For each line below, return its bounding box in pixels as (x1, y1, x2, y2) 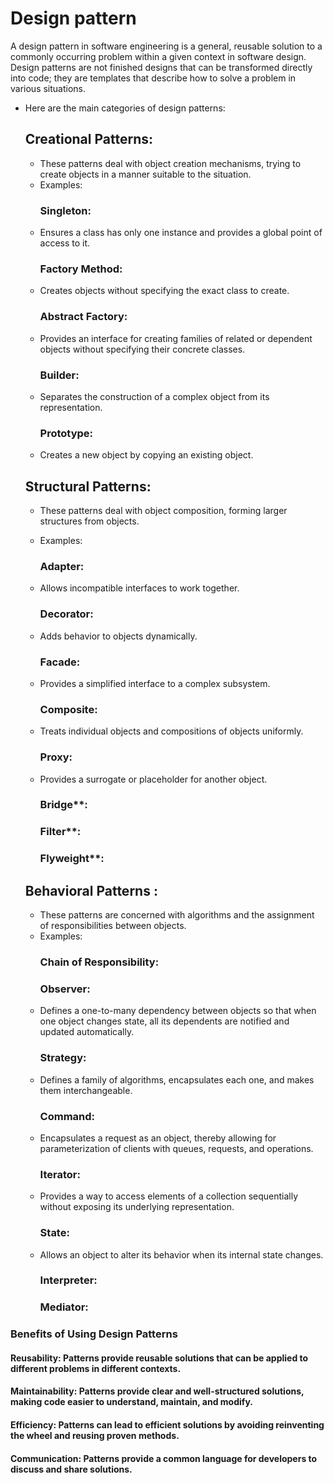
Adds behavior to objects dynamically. (39, 630, 198, 642)
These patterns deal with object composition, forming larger (39, 505, 288, 517)
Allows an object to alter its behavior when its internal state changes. (39, 1248, 324, 1261)
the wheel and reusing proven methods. (10, 1430, 180, 1442)
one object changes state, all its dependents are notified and (39, 1015, 290, 1027)
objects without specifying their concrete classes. (39, 343, 246, 355)
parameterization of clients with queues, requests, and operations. (39, 1142, 314, 1154)
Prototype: (39, 426, 94, 440)
